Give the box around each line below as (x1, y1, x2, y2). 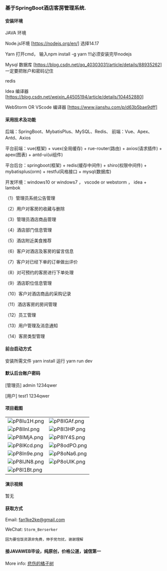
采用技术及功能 (5, 116, 36, 122)
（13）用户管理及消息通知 (5, 322, 58, 328)
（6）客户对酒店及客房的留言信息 (5, 248, 74, 254)
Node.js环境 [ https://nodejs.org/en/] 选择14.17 (5, 40, 99, 46)
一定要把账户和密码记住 (5, 68, 53, 74)
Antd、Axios (5, 135, 31, 141)
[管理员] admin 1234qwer (5, 382, 57, 388)
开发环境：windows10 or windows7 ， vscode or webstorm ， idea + (5, 179, 147, 185)
